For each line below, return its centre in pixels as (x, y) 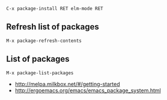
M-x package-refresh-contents (44, 41)
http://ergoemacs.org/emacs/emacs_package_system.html (88, 90)
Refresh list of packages (53, 27)
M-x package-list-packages (40, 73)
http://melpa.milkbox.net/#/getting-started (67, 84)
